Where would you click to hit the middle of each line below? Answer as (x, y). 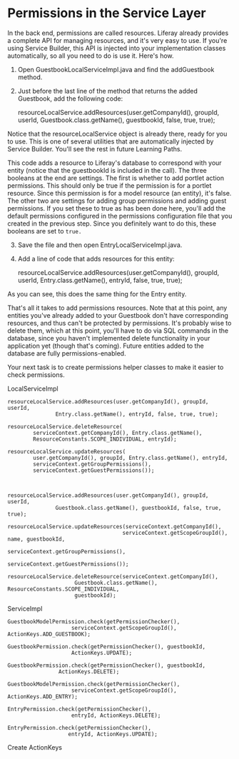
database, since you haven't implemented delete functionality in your (109, 338)
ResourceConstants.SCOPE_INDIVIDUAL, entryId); (105, 439)
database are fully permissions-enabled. (67, 353)
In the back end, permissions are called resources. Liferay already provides (118, 33)
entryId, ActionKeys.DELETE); (116, 715)
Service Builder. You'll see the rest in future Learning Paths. (95, 149)
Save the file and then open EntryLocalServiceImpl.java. (100, 245)
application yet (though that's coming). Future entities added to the (106, 346)
